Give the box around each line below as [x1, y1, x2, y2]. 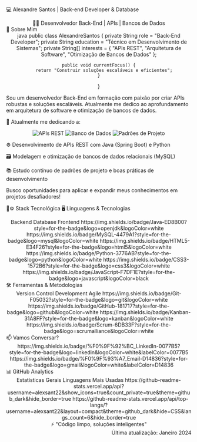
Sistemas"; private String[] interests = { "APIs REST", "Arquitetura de [16, 45, 182, 51]
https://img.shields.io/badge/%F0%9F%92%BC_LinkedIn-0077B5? [17, 342, 181, 349]
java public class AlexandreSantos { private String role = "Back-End [17, 32, 181, 39]
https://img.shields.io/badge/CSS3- [102, 256, 189, 263]
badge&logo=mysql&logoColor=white [8, 238, 99, 244]
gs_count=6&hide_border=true [61, 414, 136, 421]
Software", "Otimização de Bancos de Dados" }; [41, 51, 157, 58]
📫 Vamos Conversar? [6, 334, 59, 341]
